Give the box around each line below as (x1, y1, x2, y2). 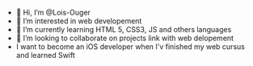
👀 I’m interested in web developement (15, 16, 142, 26)
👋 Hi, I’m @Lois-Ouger (15, 8, 91, 17)
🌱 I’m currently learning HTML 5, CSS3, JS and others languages (15, 25, 232, 34)
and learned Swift (15, 51, 75, 60)
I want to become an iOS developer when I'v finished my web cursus (15, 42, 245, 52)
